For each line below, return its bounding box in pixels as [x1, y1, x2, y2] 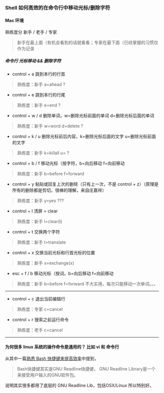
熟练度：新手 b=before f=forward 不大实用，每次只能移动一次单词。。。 [17, 281, 158, 287]
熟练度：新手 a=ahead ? [17, 82, 65, 88]
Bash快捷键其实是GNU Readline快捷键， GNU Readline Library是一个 [17, 366, 156, 372]
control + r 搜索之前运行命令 [12, 317, 69, 323]
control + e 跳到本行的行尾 [12, 92, 66, 98]
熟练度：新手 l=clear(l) [17, 219, 62, 225]
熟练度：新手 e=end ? [17, 102, 61, 108]
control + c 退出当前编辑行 [12, 296, 65, 302]
